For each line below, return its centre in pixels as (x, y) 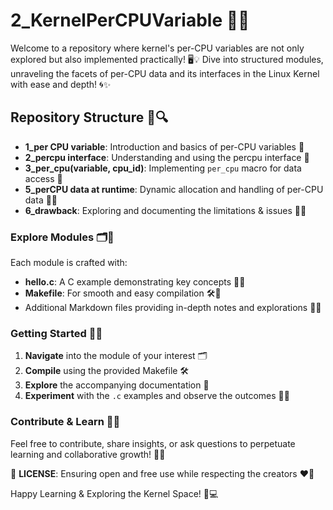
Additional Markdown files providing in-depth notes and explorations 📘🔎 (173, 308)
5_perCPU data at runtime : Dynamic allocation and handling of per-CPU (174, 189)
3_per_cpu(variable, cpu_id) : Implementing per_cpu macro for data (163, 168)
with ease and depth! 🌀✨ (61, 84)
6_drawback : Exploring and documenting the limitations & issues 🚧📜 (165, 210)
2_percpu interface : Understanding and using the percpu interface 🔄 (167, 157)
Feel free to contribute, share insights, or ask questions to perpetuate (153, 443)
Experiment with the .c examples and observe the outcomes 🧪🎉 (157, 396)
